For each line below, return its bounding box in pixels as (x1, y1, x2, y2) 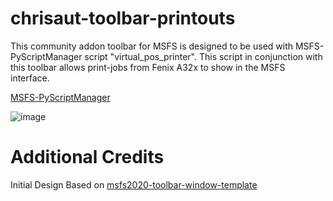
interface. (10, 72, 50, 84)
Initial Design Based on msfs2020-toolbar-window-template (10, 178, 258, 191)
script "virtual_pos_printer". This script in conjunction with (84, 50, 323, 62)
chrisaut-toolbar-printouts (10, 7, 236, 30)
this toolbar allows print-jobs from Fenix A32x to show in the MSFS (10, 61, 286, 73)
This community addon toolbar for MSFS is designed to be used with (10, 40, 294, 52)
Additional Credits (10, 146, 165, 169)
